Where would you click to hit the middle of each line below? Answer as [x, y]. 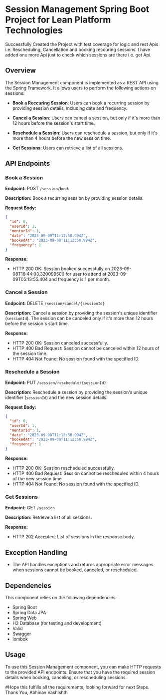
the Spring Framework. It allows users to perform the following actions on [81, 88]
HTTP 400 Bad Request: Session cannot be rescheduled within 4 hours [86, 473]
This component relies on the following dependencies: [61, 597]
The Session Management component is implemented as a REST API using [82, 82]
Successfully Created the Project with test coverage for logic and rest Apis [82, 44]
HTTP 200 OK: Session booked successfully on [61, 269]
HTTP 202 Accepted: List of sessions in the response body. [74, 537]
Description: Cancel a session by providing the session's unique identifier [81, 313]
